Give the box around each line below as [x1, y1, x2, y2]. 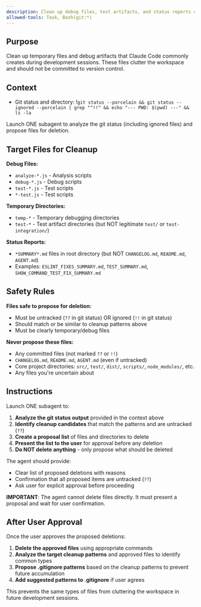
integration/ [14, 228, 48, 234]
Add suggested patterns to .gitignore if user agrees [14, 576, 145, 584]
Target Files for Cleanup [6, 144, 98, 155]
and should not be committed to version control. [6, 65, 125, 73]
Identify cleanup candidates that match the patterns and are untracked [14, 420, 192, 427]
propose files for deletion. [6, 127, 70, 134]
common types [14, 557, 53, 564]
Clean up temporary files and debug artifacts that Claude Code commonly [6, 52, 189, 60]
